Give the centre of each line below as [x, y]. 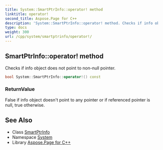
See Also [19, 120]
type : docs [16, 28]
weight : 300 [17, 32]
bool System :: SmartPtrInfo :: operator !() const [53, 77]
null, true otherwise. [25, 105]
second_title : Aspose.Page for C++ [41, 18]
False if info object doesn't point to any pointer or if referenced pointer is [78, 100]
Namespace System [32, 137]
